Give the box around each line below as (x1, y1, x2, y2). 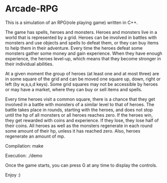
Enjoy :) (5, 172, 21, 178)
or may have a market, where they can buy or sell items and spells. (5, 86, 143, 92)
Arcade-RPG (5, 3, 58, 14)
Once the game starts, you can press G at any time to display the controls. (5, 162, 158, 168)
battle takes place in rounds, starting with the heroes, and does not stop (5, 107, 153, 113)
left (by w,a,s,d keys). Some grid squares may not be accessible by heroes (5, 81, 158, 87)
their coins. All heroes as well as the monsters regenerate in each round (5, 123, 153, 129)
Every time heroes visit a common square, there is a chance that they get (5, 96, 156, 102)
